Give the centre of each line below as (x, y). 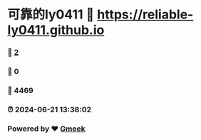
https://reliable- (145, 15)
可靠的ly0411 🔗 (51, 15)
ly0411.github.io (56, 30)
